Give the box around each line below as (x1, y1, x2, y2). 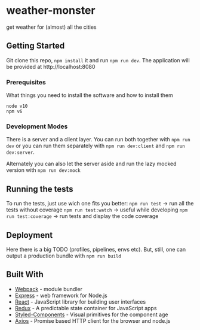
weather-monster (6, 4, 96, 17)
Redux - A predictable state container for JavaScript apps (14, 304, 157, 311)
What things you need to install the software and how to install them (6, 92, 173, 99)
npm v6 (6, 108, 23, 114)
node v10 (6, 103, 28, 110)
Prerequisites (6, 78, 46, 86)
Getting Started (6, 41, 65, 51)
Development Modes (6, 122, 68, 131)
